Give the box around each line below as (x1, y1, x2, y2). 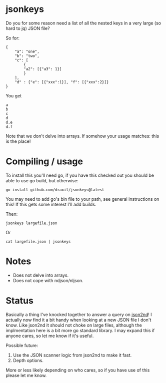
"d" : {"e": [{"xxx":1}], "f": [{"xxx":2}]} (14, 79, 109, 84)
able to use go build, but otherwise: (5, 177, 79, 183)
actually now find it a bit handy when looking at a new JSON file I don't (5, 317, 151, 323)
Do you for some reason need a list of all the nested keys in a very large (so (5, 20, 161, 26)
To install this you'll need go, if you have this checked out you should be (5, 172, 154, 178)
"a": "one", (14, 49, 39, 54)
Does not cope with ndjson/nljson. (12, 277, 84, 283)
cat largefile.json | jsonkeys (5, 239, 71, 244)
